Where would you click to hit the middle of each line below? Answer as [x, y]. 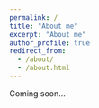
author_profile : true [50, 43]
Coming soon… [37, 93]
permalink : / [34, 18]
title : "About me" [44, 26]
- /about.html [44, 68]
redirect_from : [38, 51]
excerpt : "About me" [48, 34]
